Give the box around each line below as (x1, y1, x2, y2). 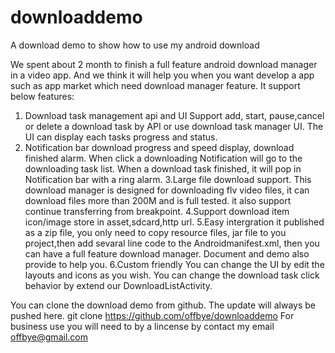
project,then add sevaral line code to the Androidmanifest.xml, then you (24, 237, 320, 249)
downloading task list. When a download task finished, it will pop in (24, 162, 302, 175)
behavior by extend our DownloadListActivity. (24, 279, 213, 291)
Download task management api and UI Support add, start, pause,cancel (24, 109, 325, 121)
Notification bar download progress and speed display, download (24, 141, 295, 153)
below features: (10, 90, 75, 102)
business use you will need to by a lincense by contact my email (10, 320, 275, 332)
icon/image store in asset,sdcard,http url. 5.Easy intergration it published (24, 216, 325, 228)
